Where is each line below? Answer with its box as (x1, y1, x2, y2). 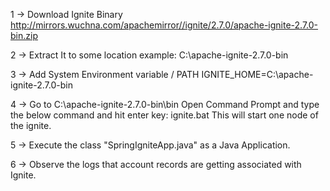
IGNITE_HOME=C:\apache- (201, 69, 314, 80)
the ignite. (10, 120, 52, 131)
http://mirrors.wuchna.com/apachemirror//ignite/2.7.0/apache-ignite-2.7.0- (10, 19, 319, 31)
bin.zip (10, 30, 38, 41)
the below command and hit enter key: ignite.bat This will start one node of (10, 109, 319, 121)
